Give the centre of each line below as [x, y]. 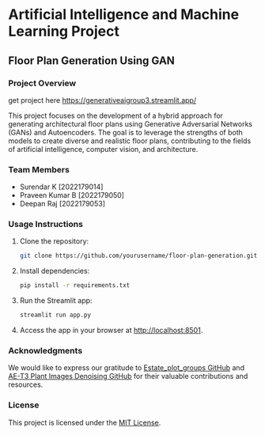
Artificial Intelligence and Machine [124, 15]
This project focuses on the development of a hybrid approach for [116, 115]
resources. [26, 384]
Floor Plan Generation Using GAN [92, 61]
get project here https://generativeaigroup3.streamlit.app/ [102, 100]
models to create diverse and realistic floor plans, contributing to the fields [130, 141]
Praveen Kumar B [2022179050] [72, 195]
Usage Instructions [45, 225]
